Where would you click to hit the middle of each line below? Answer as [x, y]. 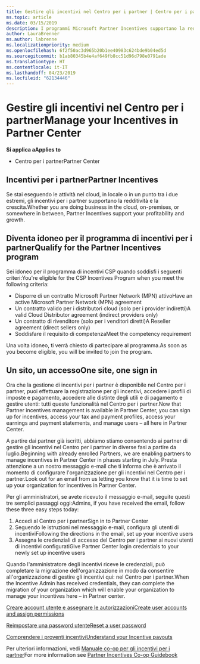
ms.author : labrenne [32, 39]
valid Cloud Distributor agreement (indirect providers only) [86, 314]
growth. [16, 220]
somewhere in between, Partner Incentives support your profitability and [95, 213]
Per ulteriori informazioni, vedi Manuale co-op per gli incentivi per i [88, 648]
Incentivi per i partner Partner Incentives [82, 180]
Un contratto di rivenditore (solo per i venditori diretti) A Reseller [93, 321]
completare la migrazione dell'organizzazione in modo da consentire [90, 570]
